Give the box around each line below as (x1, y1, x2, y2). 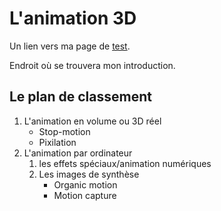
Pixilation (38, 136, 77, 148)
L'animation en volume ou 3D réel (23, 115, 162, 127)
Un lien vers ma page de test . (9, 40, 131, 52)
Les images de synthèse (38, 168, 140, 180)
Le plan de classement (9, 88, 152, 106)
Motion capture (53, 189, 117, 201)
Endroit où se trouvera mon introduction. (9, 59, 176, 71)
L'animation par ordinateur (23, 147, 133, 159)
